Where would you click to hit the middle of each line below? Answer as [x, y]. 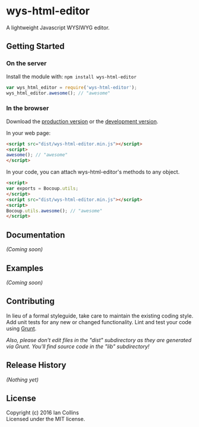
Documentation [36, 235]
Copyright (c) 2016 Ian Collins [43, 413]
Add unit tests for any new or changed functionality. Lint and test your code [99, 322]
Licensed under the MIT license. [46, 419]
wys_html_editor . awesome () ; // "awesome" [58, 93]
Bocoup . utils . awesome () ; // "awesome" [54, 211]
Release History [36, 365]
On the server [27, 63]
